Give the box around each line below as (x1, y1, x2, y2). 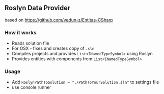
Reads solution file (11, 40, 50, 46)
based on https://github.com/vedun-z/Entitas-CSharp (4, 17, 113, 23)
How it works (4, 29, 37, 36)
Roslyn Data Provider (4, 4, 71, 12)
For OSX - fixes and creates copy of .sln (11, 46, 95, 51)
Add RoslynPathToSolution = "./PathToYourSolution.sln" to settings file (11, 79, 159, 85)
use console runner (11, 84, 52, 90)
